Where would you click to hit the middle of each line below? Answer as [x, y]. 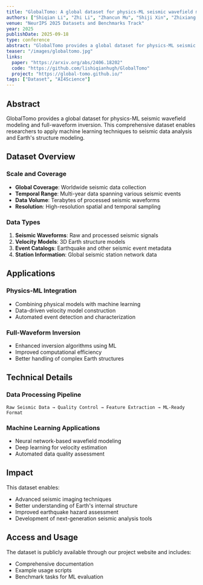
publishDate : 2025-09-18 [37, 34]
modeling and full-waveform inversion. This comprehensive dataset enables [101, 125]
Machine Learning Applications [53, 428]
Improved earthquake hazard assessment [67, 512]
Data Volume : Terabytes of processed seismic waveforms [87, 200]
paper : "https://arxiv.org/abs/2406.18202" [67, 62]
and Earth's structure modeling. [46, 137]
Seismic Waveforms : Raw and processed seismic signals [87, 235]
